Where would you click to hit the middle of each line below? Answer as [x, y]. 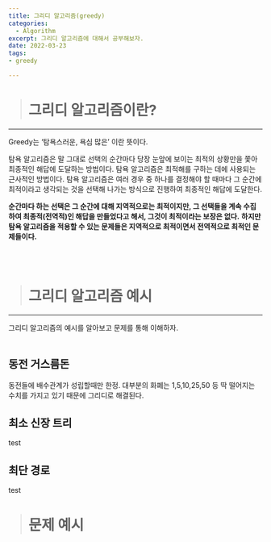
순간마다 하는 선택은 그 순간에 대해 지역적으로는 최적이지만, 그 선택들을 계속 [125, 206]
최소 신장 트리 [40, 423]
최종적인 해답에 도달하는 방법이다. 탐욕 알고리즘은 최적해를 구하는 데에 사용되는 [132, 169]
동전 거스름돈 [39, 364]
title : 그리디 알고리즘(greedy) [57, 16]
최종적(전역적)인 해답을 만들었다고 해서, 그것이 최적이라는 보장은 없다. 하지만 [142, 216]
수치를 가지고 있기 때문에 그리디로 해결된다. [76, 395]
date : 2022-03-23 [38, 46]
